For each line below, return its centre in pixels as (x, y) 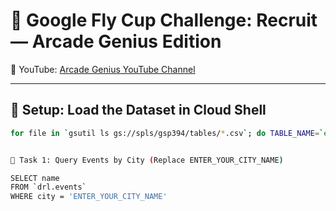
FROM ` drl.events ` (48, 187)
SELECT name (35, 178)
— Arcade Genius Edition (116, 41)
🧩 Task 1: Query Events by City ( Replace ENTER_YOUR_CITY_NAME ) (147, 160)
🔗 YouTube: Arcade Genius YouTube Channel (103, 69)
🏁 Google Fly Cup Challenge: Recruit (164, 20)
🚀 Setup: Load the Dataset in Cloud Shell (138, 110)
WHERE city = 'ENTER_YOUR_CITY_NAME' (89, 197)
